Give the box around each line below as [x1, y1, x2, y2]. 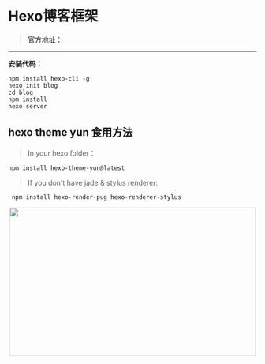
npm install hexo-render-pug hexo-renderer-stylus [11, 193, 181, 201]
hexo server [8, 102, 47, 111]
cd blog [8, 88, 34, 96]
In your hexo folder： [27, 148, 96, 158]
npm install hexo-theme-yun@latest [8, 163, 125, 172]
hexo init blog [8, 81, 58, 89]
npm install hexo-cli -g [8, 74, 90, 83]
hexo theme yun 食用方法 [8, 126, 133, 139]
